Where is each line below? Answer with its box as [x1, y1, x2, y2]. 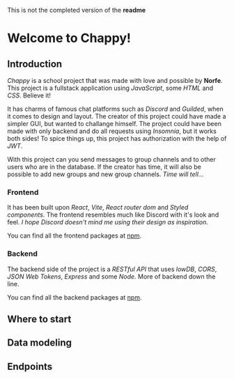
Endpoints [7, 360, 53, 372]
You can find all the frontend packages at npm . [7, 231, 142, 240]
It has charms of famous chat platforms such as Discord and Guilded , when [7, 105, 224, 113]
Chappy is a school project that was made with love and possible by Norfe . [7, 77, 223, 84]
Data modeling [7, 337, 72, 349]
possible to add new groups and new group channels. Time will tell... [7, 170, 204, 178]
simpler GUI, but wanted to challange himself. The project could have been [7, 120, 221, 127]
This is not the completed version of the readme [7, 6, 146, 14]
